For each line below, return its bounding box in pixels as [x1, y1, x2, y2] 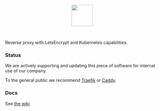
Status [5, 52, 21, 58]
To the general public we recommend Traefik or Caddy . [5, 77, 116, 83]
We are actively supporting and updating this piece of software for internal [5, 63, 155, 69]
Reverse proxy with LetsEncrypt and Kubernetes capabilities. [5, 39, 128, 45]
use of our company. [5, 68, 47, 74]
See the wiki [5, 100, 30, 107]
